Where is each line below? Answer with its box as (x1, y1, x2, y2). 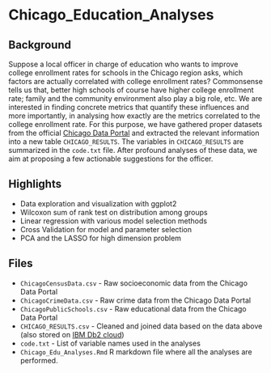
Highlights (8, 177, 62, 191)
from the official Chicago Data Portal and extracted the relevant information (8, 128, 260, 138)
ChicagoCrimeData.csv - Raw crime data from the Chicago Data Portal (19, 295, 252, 305)
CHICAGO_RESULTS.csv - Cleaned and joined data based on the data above (19, 321, 263, 331)
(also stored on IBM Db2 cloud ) (19, 329, 125, 339)
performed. (19, 355, 58, 365)
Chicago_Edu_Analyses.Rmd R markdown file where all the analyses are (19, 346, 252, 357)
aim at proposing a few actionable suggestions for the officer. (8, 154, 214, 163)
